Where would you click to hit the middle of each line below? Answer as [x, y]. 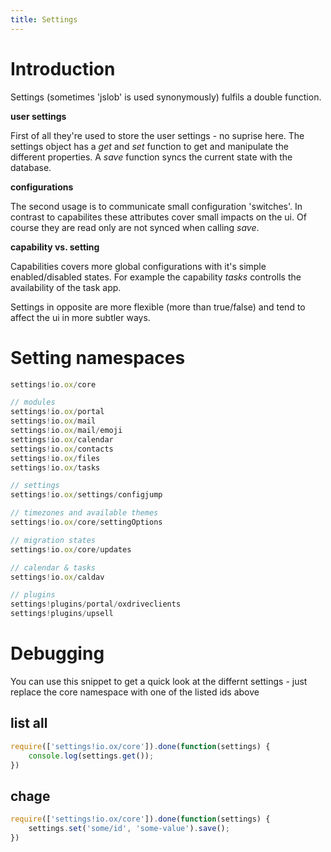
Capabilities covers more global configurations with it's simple [138, 266]
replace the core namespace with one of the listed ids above [135, 692]
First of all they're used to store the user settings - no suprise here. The [157, 135]
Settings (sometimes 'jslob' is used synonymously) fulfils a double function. [166, 97]
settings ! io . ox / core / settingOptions [86, 522]
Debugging [57, 653]
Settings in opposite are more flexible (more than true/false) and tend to [158, 307]
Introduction [63, 68]
